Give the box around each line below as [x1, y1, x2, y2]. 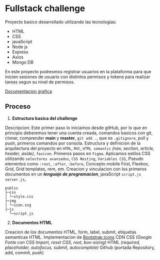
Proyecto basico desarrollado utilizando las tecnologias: [5, 19, 117, 25]
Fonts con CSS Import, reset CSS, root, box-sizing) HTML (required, [5, 239, 141, 245]
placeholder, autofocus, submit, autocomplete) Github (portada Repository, [5, 244, 155, 250]
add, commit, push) [5, 249, 44, 255]
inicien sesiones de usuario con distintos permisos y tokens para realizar [5, 74, 150, 80]
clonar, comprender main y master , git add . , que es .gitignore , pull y [5, 135, 149, 141]
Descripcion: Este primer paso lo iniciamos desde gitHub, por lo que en [5, 125, 147, 130]
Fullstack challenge [5, 3, 85, 14]
